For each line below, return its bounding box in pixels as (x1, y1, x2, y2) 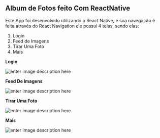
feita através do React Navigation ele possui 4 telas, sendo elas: (5, 23, 139, 29)
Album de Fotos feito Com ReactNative (5, 4, 131, 13)
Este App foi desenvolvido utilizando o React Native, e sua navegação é (5, 17, 155, 23)
